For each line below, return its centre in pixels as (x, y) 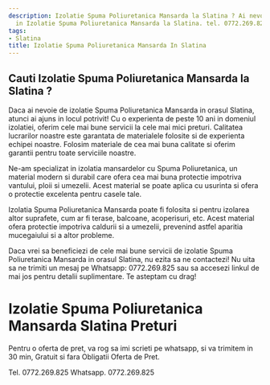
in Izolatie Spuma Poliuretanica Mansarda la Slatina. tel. (118, 23)
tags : (17, 31)
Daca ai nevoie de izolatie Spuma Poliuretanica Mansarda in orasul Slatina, (131, 110)
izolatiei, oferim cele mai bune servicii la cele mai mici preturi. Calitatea (126, 127)
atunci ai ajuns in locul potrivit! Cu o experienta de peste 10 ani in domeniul (132, 118)
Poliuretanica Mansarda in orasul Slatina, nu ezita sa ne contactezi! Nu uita (132, 259)
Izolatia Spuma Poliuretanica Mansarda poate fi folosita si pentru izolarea (129, 209)
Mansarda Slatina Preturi (93, 326)
